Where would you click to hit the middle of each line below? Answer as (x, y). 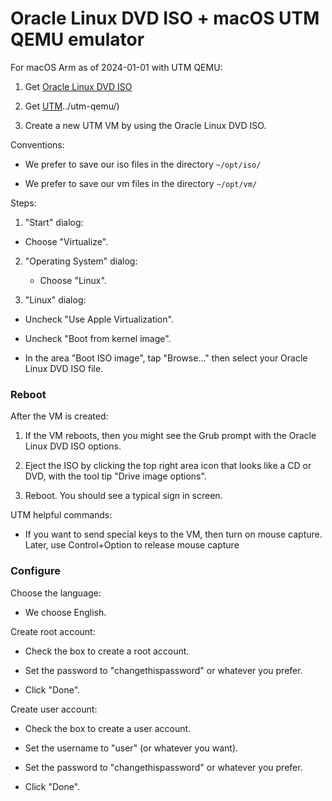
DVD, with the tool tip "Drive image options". (115, 476)
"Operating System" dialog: (81, 261)
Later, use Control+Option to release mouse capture (132, 545)
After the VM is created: (59, 416)
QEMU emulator (77, 39)
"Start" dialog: (54, 222)
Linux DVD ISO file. (64, 368)
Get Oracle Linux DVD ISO (78, 86)
